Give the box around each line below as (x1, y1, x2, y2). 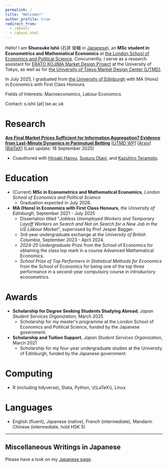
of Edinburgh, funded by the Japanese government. (19, 350, 127, 356)
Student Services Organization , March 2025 (12, 313, 103, 319)
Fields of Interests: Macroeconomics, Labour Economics (5, 91, 121, 97)
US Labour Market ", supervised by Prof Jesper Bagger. (19, 226, 134, 232)
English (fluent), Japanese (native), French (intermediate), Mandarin (12, 418, 152, 425)
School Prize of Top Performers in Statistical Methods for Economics (19, 258, 162, 264)
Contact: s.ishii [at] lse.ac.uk (5, 101, 64, 106)
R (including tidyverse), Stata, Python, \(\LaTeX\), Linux (12, 384, 126, 390)
